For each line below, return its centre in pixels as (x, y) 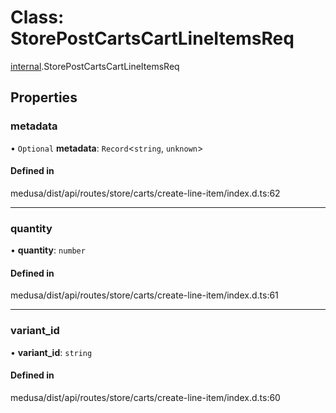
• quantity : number (48, 250)
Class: (37, 17)
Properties (44, 97)
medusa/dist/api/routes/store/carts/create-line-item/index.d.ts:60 (145, 397)
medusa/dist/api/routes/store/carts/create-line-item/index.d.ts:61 (144, 295)
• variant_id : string (51, 352)
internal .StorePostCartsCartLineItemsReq (95, 66)
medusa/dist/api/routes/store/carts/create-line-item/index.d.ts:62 (145, 193)
